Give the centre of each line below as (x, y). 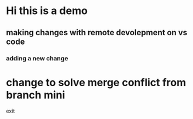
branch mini (36, 95)
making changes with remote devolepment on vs (97, 33)
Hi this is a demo (47, 11)
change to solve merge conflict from (96, 82)
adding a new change (37, 58)
